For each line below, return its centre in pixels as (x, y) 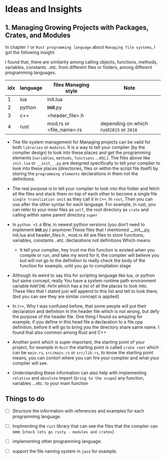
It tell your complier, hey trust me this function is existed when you (87, 250)
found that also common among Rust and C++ (59, 332)
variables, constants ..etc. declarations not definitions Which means (81, 240)
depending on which (124, 124)
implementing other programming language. (57, 441)
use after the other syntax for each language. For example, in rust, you (84, 204)
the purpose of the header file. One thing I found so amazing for (77, 317)
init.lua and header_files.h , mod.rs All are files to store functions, (78, 235)
